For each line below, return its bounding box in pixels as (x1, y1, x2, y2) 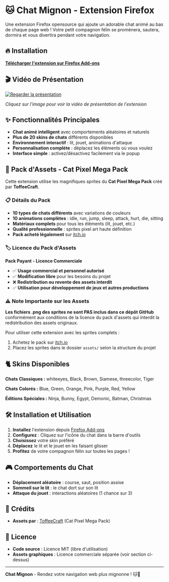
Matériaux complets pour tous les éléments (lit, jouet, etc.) (12, 221, 135, 227)
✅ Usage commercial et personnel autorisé (12, 268, 105, 274)
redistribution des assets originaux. (5, 320, 78, 326)
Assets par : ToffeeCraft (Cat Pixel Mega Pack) (12, 518, 111, 524)
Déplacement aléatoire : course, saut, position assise (12, 479, 124, 485)
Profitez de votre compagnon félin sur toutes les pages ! (12, 448, 130, 454)
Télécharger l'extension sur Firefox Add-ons (5, 60, 100, 66)
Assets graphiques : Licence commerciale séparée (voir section (12, 551, 146, 557)
